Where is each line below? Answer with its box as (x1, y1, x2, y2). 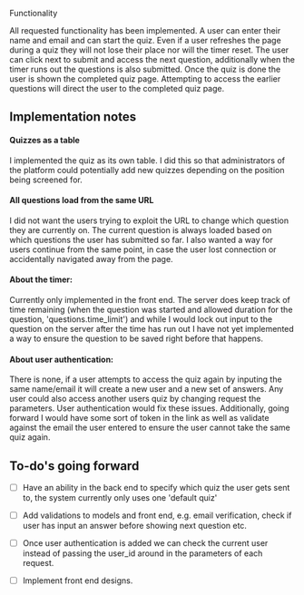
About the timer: (9, 274, 73, 285)
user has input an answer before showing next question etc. (22, 521, 248, 532)
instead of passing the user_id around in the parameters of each (22, 548, 263, 559)
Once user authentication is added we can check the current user (22, 538, 269, 549)
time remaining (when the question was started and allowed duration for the (9, 304, 293, 315)
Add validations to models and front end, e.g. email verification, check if (22, 510, 292, 521)
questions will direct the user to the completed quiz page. (9, 83, 225, 93)
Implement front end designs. (22, 575, 133, 586)
